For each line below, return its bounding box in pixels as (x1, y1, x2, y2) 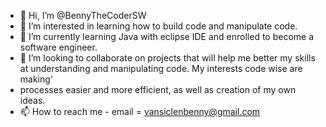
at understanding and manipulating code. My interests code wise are (19, 63, 303, 74)
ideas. (19, 95, 46, 106)
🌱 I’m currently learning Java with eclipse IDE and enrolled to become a (19, 31, 315, 42)
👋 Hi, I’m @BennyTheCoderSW (19, 10, 147, 21)
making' (19, 73, 54, 85)
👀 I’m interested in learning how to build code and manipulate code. (19, 20, 298, 32)
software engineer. (19, 41, 98, 53)
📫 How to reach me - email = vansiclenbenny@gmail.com (19, 106, 261, 117)
